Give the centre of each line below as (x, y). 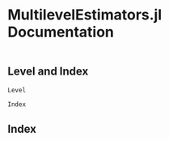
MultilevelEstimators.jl (85, 15)
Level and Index (48, 72)
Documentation (61, 32)
